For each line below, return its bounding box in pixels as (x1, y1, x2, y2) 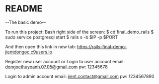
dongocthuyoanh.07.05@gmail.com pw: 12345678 (5, 64, 108, 70)
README (5, 3, 43, 14)
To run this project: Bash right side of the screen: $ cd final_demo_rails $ (5, 29, 154, 35)
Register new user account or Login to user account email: (5, 58, 125, 64)
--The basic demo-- (5, 19, 46, 25)
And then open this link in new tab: (5, 43, 76, 49)
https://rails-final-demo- (77, 43, 127, 49)
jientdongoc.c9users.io (5, 49, 52, 55)
